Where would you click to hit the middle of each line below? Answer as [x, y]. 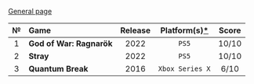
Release [136, 30]
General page [30, 11]
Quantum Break [58, 69]
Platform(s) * [185, 30]
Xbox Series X [184, 69]
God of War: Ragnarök [71, 44]
